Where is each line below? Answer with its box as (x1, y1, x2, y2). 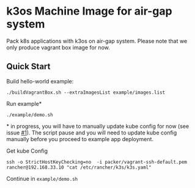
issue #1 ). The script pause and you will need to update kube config (6, 129, 177, 136)
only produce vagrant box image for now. (6, 44, 110, 51)
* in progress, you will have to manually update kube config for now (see (6, 122, 189, 130)
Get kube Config (6, 147, 48, 155)
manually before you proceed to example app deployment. (6, 135, 154, 142)
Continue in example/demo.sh (6, 175, 78, 182)
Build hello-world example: (6, 77, 74, 85)
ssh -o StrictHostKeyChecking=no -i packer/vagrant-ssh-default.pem (6, 159, 188, 165)
